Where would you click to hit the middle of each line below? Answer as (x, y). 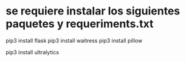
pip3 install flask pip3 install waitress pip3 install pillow (74, 40)
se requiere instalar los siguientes (93, 11)
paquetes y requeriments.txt (80, 24)
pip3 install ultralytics (32, 52)
